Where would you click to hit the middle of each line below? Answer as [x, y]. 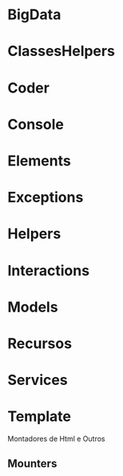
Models [33, 307]
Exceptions [46, 198]
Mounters [32, 464]
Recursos [40, 343]
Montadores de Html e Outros [56, 438]
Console [36, 124]
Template [39, 416]
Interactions [48, 270]
